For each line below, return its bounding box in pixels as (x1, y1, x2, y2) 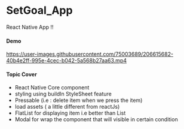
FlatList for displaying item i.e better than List (14, 109, 126, 117)
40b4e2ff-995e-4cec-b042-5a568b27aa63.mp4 (6, 57, 127, 64)
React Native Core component (14, 84, 90, 91)
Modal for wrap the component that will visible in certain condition (14, 116, 178, 123)
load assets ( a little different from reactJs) (14, 103, 120, 110)
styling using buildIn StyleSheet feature (14, 91, 112, 98)
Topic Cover (6, 70, 37, 78)
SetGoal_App (6, 4, 73, 17)
